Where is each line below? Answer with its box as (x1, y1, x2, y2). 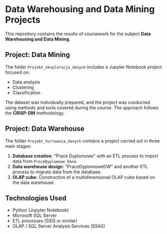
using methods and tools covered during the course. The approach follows (5, 104, 159, 111)
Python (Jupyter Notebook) (12, 207, 69, 213)
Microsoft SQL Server (12, 212, 57, 218)
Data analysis (12, 79, 40, 85)
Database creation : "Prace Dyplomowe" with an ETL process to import (12, 153, 159, 159)
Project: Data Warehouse (5, 124, 85, 133)
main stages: (5, 143, 31, 149)
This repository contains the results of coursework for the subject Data (5, 31, 151, 37)
